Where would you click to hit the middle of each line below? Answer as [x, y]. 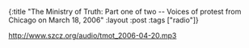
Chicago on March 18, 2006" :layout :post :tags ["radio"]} [104, 20]
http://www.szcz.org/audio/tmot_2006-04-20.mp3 [93, 36]
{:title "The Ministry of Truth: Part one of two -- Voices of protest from [125, 12]
